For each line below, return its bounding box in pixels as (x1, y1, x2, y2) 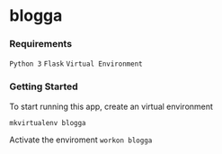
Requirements (9, 38, 73, 50)
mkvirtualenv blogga (9, 118, 87, 127)
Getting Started (9, 80, 78, 93)
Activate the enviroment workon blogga (9, 134, 153, 145)
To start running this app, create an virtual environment (9, 101, 214, 112)
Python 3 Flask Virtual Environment (9, 59, 143, 68)
